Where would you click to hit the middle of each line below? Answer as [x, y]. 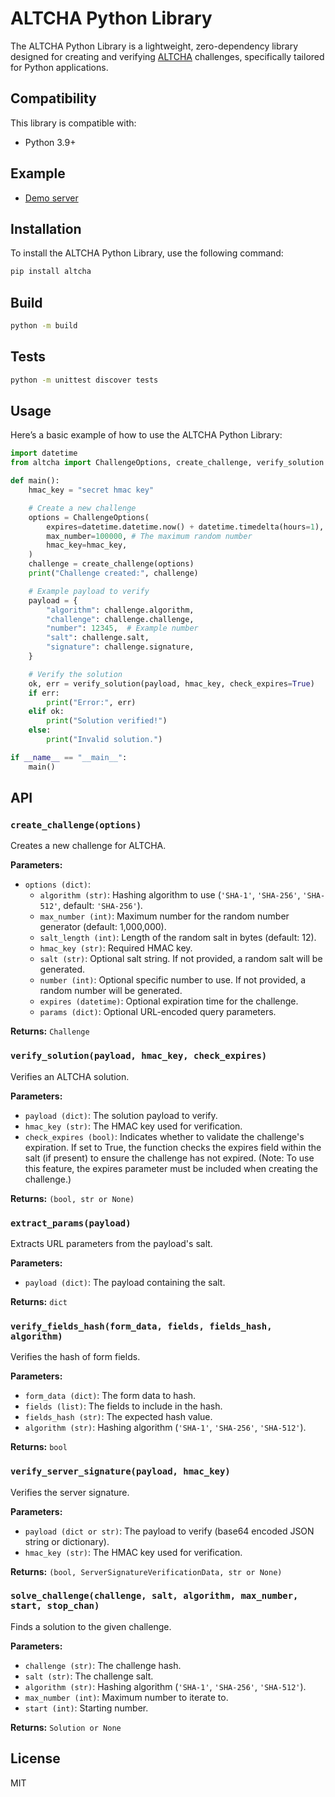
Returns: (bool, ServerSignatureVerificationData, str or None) [146, 1571]
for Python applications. [59, 67]
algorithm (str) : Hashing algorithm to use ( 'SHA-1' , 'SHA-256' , [170, 895]
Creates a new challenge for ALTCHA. [88, 846]
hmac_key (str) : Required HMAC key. [116, 948]
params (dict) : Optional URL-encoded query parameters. [158, 1012]
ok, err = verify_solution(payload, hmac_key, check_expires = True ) [171, 683]
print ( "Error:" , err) [91, 702]
